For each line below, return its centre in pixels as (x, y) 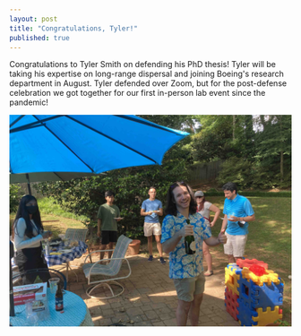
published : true (39, 38)
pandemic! (29, 102)
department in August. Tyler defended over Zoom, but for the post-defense (148, 83)
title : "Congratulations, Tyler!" (74, 28)
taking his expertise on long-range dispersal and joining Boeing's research (147, 74)
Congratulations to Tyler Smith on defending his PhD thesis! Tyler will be (142, 65)
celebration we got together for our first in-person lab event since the (138, 93)
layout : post (34, 19)
